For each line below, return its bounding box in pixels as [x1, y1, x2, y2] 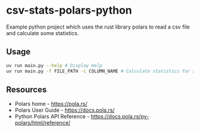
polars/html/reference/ [14, 120, 71, 127]
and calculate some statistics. [6, 29, 79, 36]
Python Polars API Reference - [14, 113, 90, 120]
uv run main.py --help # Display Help [6, 62, 102, 68]
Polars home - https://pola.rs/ [14, 100, 87, 108]
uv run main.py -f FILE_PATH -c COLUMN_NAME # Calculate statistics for [6, 68, 190, 74]
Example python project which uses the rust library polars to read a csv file [6, 23, 190, 30]
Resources [6, 84, 47, 95]
